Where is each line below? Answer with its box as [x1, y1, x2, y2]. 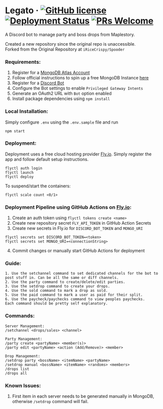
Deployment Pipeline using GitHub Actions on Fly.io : [5, 204, 132, 210]
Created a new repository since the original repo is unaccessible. [5, 41, 136, 47]
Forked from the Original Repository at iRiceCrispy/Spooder [5, 46, 125, 52]
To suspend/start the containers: [5, 183, 71, 189]
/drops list [5, 366, 29, 371]
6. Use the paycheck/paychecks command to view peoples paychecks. [5, 297, 145, 302]
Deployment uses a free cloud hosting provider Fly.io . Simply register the [5, 151, 152, 157]
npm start [5, 128, 25, 133]
